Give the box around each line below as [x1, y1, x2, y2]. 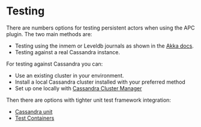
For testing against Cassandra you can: [6, 60, 103, 67]
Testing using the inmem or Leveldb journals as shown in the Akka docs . [14, 42, 194, 49]
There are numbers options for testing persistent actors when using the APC [6, 24, 195, 31]
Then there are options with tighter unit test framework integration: [6, 96, 171, 104]
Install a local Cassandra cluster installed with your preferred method [14, 78, 186, 85]
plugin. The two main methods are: [6, 30, 92, 37]
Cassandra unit [14, 108, 53, 115]
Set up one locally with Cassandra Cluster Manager [14, 84, 142, 91]
